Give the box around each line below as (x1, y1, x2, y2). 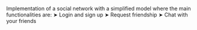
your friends (6, 18, 37, 24)
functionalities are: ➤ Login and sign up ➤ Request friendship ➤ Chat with (6, 11, 189, 18)
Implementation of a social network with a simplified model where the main (6, 5, 192, 12)
